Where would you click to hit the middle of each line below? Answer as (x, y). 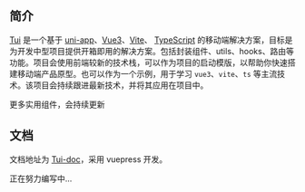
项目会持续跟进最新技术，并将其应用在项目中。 (121, 85)
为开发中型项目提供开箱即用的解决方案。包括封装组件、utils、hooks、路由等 (152, 51)
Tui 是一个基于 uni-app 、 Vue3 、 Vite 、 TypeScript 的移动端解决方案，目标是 (151, 40)
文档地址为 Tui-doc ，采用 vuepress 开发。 (89, 159)
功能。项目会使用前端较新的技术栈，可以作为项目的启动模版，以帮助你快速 (148, 62)
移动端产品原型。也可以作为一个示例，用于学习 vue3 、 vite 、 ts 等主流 (147, 73)
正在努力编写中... (41, 178)
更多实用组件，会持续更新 (57, 104)
